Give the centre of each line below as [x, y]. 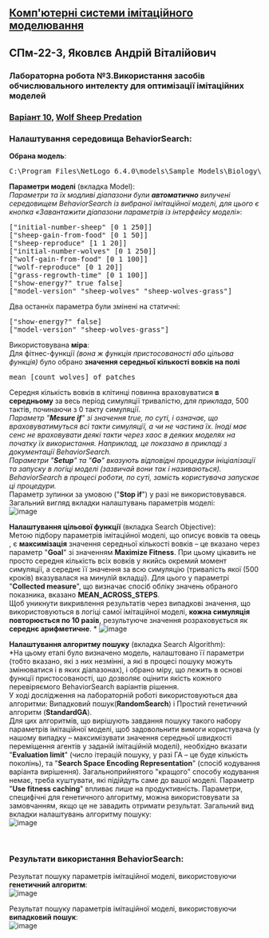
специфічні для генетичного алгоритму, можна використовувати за [124, 797]
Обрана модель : [38, 156]
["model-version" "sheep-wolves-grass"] [89, 329]
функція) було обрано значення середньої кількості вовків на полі [125, 361]
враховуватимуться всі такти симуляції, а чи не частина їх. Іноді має [128, 426]
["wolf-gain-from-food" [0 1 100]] [79, 259]
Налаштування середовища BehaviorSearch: [101, 138]
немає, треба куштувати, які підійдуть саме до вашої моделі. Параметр [132, 780]
